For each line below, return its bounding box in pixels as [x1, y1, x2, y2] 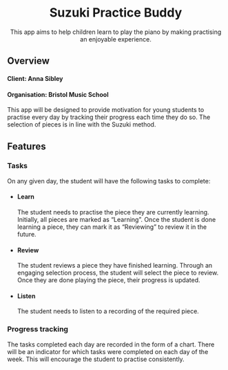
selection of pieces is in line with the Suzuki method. [7, 120, 156, 129]
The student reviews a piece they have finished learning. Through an [17, 261, 213, 270]
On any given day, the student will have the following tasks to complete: [7, 176, 211, 185]
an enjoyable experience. [80, 35, 152, 43]
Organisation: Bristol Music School [7, 90, 109, 98]
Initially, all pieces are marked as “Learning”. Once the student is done [17, 216, 216, 224]
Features [7, 140, 46, 152]
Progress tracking [7, 324, 69, 334]
